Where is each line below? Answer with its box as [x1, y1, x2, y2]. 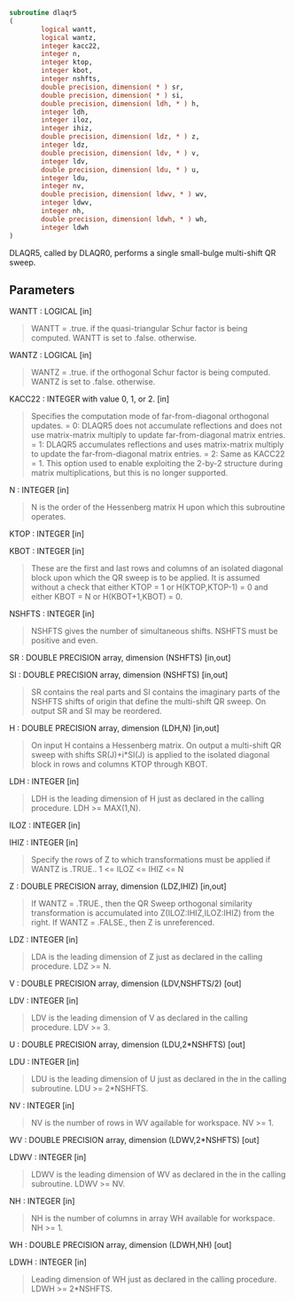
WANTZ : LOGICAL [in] [9, 350, 92, 361]
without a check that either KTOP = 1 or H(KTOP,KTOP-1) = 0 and [30, 582, 268, 592]
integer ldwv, [41, 198, 93, 208]
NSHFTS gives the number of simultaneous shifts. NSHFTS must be [30, 626, 279, 637]
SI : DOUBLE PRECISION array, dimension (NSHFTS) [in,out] [9, 670, 229, 680]
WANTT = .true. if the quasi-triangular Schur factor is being [30, 323, 248, 334]
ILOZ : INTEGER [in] [9, 820, 82, 830]
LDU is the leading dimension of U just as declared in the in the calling [30, 1074, 287, 1084]
